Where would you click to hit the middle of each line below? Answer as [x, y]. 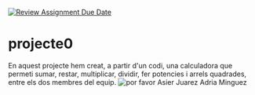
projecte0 [40, 44]
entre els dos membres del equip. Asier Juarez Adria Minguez [127, 82]
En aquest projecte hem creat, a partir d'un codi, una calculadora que [120, 65]
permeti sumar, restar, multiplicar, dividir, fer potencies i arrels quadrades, [127, 74]
